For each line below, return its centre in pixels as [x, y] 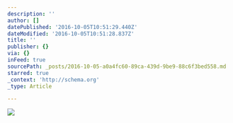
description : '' [31, 14]
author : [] [23, 20]
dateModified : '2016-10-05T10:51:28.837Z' [71, 34]
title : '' [22, 40]
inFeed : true [27, 60]
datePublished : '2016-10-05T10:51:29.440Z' [73, 27]
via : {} [19, 54]
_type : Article [30, 86]
